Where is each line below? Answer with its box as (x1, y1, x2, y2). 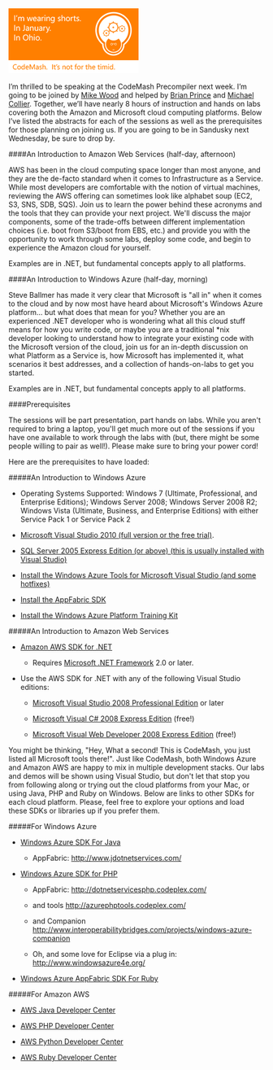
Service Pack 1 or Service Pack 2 (19, 514, 132, 524)
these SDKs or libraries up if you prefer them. (8, 806, 160, 815)
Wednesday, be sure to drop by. (8, 133, 115, 143)
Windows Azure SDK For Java (19, 837, 121, 847)
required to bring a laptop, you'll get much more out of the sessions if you (8, 424, 255, 434)
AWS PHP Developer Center (19, 1021, 115, 1030)
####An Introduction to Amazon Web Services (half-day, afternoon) (8, 150, 236, 159)
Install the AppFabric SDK (19, 595, 106, 605)
